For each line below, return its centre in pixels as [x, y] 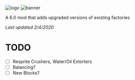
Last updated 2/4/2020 [29, 27]
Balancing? [24, 67]
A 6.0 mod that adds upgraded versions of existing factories [67, 17]
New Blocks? [26, 73]
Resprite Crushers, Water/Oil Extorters [52, 61]
